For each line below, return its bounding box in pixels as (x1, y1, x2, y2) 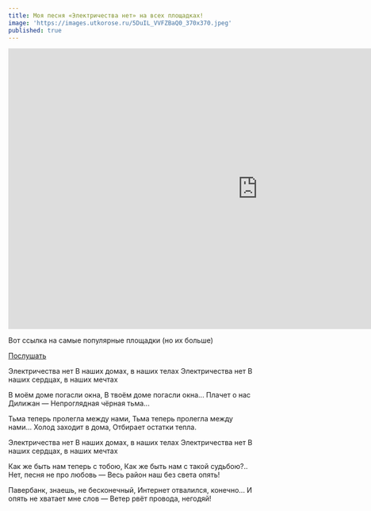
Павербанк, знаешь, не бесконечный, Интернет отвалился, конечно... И (8, 486, 252, 495)
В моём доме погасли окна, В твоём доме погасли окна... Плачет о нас (8, 390, 251, 400)
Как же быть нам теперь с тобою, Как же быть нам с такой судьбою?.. (8, 462, 248, 471)
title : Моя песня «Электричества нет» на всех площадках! (8, 11, 204, 20)
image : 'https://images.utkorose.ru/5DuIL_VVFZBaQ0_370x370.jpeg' (8, 19, 232, 27)
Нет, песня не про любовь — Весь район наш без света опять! (8, 470, 220, 480)
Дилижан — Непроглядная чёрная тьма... (8, 398, 151, 409)
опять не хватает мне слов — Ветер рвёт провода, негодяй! (8, 494, 212, 504)
